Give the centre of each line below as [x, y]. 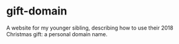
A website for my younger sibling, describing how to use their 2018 [90, 28]
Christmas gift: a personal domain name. [57, 34]
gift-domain [37, 11]
